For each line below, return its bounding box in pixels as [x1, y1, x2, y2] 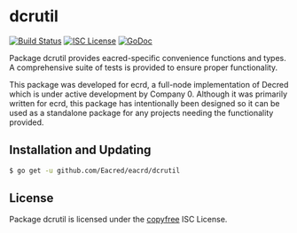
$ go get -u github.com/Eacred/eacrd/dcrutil [9, 166, 180, 175]
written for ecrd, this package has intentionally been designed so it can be [9, 97, 281, 108]
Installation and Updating [9, 143, 152, 158]
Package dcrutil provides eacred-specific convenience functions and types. [9, 52, 286, 63]
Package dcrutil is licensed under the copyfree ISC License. [9, 214, 228, 225]
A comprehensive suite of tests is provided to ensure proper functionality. [9, 62, 278, 73]
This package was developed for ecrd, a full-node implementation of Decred [9, 79, 289, 89]
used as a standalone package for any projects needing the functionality [9, 107, 274, 118]
